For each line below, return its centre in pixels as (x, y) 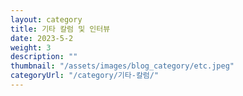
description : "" (44, 57)
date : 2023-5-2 (42, 38)
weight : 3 (31, 47)
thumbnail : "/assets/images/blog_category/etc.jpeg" (122, 66)
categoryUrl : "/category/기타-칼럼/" (85, 76)
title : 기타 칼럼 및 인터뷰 (60, 29)
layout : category (46, 19)
